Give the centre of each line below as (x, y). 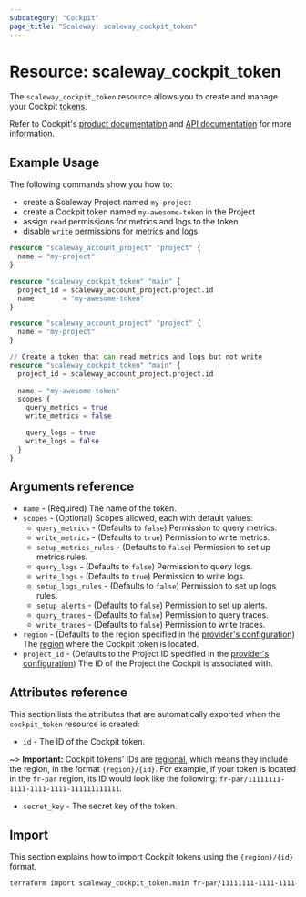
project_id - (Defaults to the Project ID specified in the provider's (146, 654)
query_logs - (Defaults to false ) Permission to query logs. (144, 567)
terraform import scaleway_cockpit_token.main (99, 883)
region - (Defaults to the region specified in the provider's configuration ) (159, 634)
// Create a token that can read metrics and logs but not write (136, 357)
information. (32, 134)
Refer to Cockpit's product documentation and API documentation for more (150, 124)
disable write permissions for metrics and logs (110, 231)
